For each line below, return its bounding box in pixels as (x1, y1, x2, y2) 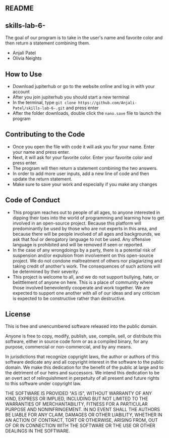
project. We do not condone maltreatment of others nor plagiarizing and (12, 257, 162, 264)
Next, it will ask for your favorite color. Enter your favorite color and (12, 154, 152, 160)
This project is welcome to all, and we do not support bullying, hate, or (12, 274, 159, 280)
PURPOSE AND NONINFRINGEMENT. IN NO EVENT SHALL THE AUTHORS (5, 407, 160, 413)
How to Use (5, 70, 42, 78)
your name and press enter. (12, 149, 70, 155)
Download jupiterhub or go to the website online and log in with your (12, 83, 155, 90)
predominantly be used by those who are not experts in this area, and (12, 225, 157, 232)
